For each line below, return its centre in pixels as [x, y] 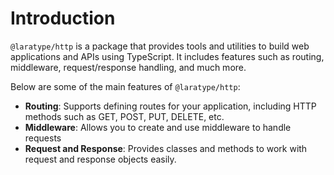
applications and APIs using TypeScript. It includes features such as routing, [167, 56]
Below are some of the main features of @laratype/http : [125, 86]
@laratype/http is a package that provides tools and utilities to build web [160, 46]
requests [43, 138]
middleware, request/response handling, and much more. [128, 67]
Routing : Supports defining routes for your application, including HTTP [170, 106]
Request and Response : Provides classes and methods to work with [166, 148]
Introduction [63, 18]
